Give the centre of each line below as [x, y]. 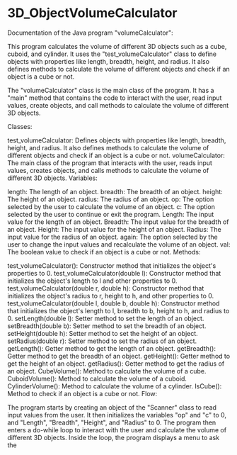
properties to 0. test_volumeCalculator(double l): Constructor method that [114, 273]
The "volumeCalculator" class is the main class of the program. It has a [111, 90]
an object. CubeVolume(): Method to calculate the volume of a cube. [107, 371]
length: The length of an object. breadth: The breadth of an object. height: [115, 191]
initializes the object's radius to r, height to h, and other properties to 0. [111, 296]
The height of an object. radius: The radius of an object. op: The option [111, 199]
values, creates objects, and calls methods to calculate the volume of [108, 170]
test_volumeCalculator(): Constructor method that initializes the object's [112, 265]
